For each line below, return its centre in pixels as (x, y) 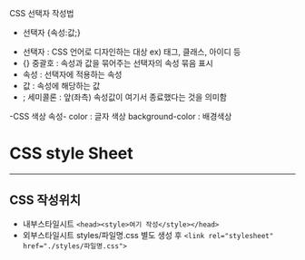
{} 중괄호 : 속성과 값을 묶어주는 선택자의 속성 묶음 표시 (118, 63)
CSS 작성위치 (45, 201)
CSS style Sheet (71, 154)
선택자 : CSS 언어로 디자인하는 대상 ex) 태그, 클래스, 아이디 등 (132, 52)
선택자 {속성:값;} (52, 33)
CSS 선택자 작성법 (42, 13)
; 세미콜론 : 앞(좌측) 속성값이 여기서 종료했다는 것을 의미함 (124, 97)
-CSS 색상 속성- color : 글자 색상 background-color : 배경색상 (121, 116)
